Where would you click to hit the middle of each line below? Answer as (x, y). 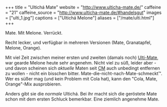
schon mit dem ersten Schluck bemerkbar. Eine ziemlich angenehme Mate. (82, 99)
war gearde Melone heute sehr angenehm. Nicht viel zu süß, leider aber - (81, 63)
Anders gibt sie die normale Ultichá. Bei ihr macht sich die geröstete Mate (81, 94)
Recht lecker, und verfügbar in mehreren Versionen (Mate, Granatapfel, (78, 42)
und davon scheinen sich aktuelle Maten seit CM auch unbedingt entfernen (82, 68)
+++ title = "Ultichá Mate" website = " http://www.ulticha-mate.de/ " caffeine (83, 7)
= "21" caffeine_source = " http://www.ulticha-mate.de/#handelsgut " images (83, 12)
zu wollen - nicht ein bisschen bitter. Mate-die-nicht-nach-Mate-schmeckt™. (84, 73)
